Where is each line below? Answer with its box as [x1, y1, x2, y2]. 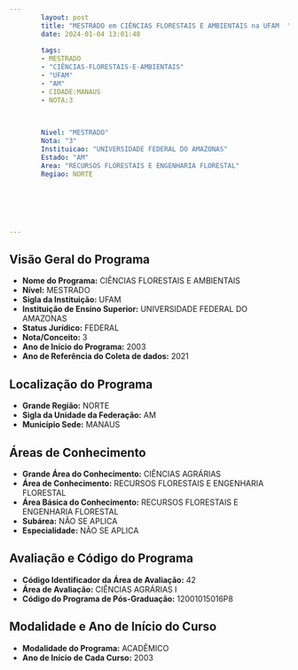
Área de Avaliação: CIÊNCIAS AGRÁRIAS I [21, 584, 177, 594]
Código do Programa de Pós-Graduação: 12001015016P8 [21, 593, 233, 604]
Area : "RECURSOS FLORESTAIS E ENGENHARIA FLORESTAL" [41, 161, 240, 170]
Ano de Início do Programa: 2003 [21, 341, 146, 352]
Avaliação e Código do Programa [9, 551, 193, 566]
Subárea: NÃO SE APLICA [21, 516, 118, 527]
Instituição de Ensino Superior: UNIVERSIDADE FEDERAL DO [21, 304, 248, 315]
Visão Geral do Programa [9, 252, 151, 267]
